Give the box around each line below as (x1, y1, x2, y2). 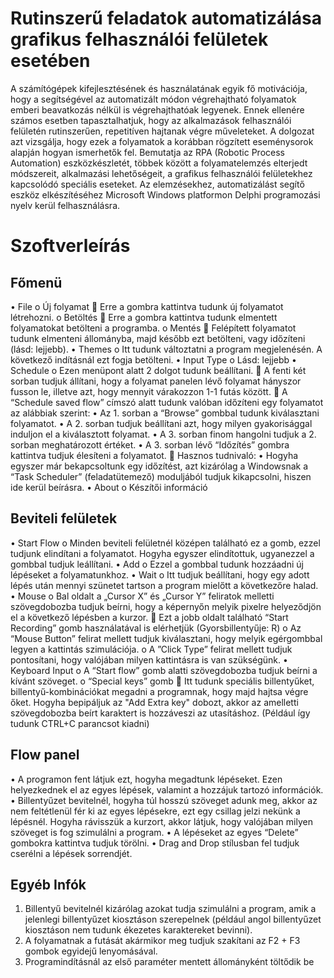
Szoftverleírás (10, 235, 131, 257)
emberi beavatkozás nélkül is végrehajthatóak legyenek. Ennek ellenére (10, 103, 305, 116)
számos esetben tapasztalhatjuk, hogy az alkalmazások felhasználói (10, 114, 292, 126)
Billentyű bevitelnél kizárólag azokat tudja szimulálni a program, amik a (24, 903, 317, 915)
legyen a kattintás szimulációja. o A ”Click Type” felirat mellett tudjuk (10, 643, 293, 655)
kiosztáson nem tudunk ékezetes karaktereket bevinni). (24, 924, 253, 936)
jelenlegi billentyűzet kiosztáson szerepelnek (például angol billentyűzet (24, 913, 322, 926)
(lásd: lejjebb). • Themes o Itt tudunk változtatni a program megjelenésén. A (10, 343, 323, 355)
